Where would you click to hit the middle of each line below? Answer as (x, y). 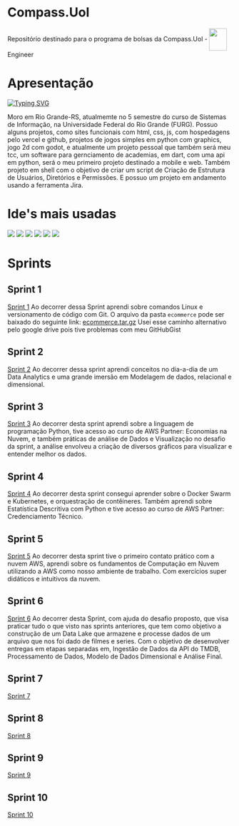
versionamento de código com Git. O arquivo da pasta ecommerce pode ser (116, 314)
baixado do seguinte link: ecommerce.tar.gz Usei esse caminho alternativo (117, 322)
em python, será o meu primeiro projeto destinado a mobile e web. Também (119, 162)
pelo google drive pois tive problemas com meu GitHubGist (94, 330)
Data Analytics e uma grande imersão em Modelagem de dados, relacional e (119, 377)
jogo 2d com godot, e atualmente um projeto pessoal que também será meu (119, 147)
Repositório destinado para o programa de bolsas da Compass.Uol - (108, 39)
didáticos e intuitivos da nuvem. (54, 579)
